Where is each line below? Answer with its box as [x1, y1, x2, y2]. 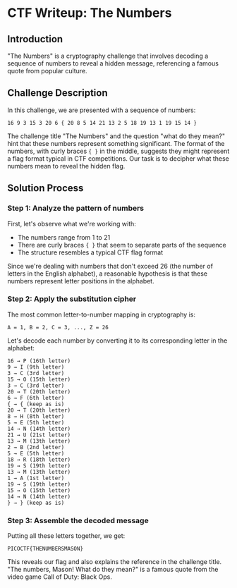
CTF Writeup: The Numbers [7, 5, 172, 21]
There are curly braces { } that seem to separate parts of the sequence [17, 240, 227, 249]
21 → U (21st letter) [7, 431, 71, 439]
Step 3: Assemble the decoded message [7, 515, 150, 525]
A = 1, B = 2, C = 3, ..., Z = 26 [7, 324, 109, 331]
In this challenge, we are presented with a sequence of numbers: [7, 106, 196, 114]
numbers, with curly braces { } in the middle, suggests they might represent [7, 147, 230, 155]
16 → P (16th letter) [7, 357, 71, 365]
